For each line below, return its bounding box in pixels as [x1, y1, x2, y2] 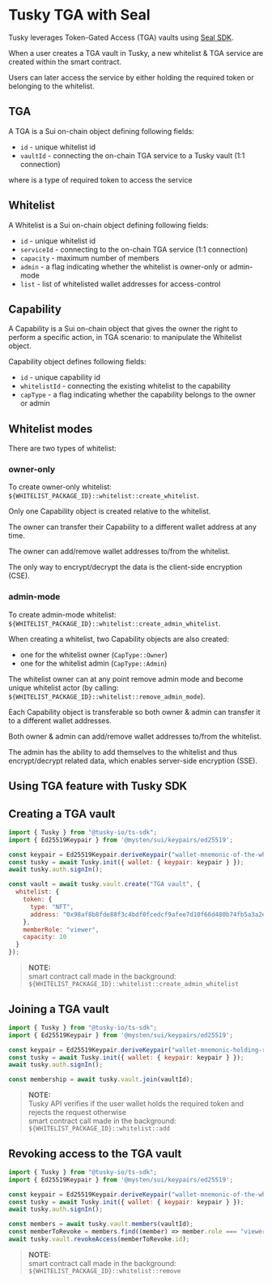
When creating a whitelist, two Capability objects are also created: [8, 634, 229, 644]
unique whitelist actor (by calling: [8, 682, 119, 692]
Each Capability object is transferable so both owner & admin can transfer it [8, 707, 261, 717]
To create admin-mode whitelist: [8, 609, 117, 619]
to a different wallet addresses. [8, 716, 112, 725]
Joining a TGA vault [8, 1002, 109, 1016]
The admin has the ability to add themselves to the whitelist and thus [8, 747, 237, 756]
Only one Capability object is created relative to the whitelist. [8, 506, 211, 516]
